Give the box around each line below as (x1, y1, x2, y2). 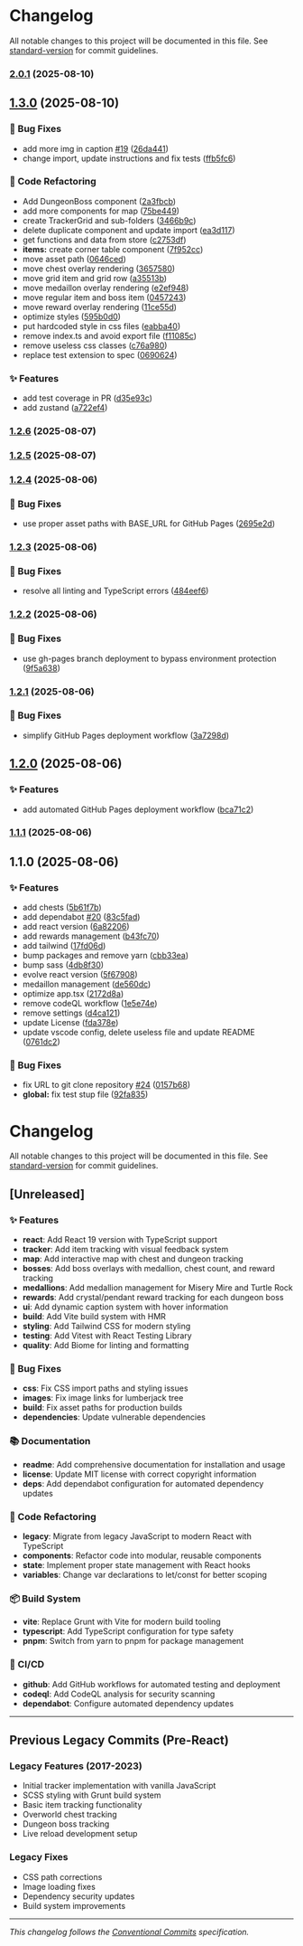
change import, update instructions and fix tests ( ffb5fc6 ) (22, 153, 236, 164)
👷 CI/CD (9, 1658, 45, 1671)
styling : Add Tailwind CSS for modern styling (22, 1321, 191, 1332)
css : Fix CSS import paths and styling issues (22, 1383, 188, 1393)
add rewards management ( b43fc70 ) (22, 930, 160, 941)
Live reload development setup (22, 1828, 138, 1839)
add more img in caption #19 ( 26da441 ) (22, 143, 170, 154)
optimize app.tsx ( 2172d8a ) (22, 988, 124, 999)
